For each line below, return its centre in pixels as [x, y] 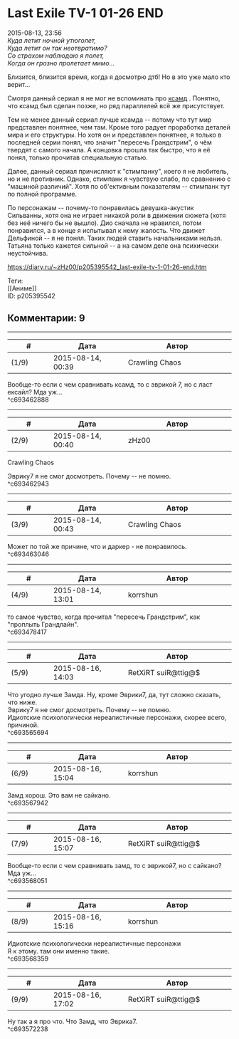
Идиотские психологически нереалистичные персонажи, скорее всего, [117, 717]
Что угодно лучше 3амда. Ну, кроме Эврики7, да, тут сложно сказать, [114, 694]
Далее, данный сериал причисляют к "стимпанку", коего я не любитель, [118, 171]
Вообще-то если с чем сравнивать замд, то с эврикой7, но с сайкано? [115, 865]
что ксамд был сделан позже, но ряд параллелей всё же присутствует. [116, 105]
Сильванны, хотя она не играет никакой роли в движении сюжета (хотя [117, 215]
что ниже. [22, 702]
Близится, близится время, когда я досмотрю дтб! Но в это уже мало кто [119, 77]
